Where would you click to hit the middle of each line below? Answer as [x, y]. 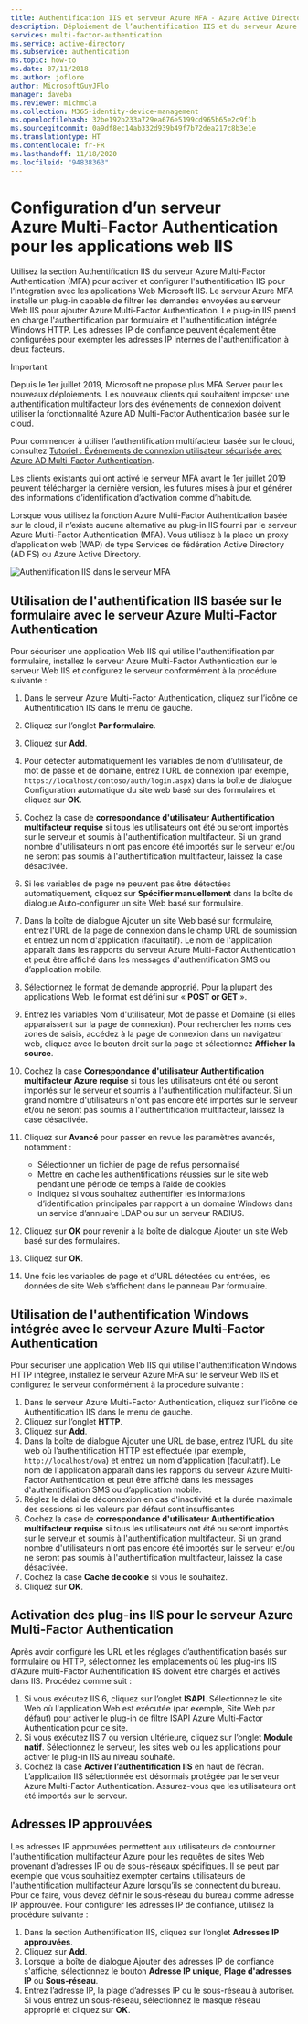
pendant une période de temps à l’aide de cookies [132, 1184]
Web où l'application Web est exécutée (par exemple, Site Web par [149, 1708]
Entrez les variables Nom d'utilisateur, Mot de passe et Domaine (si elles [159, 1014]
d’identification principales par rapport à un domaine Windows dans [165, 1203]
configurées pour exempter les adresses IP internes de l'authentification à [149, 340]
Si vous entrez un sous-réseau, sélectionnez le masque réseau [142, 2000]
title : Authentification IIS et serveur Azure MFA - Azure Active [139, 18]
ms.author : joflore [48, 78]
